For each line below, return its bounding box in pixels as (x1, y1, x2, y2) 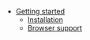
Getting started (15, 7, 66, 16)
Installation (27, 15, 63, 24)
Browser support (27, 24, 83, 32)
